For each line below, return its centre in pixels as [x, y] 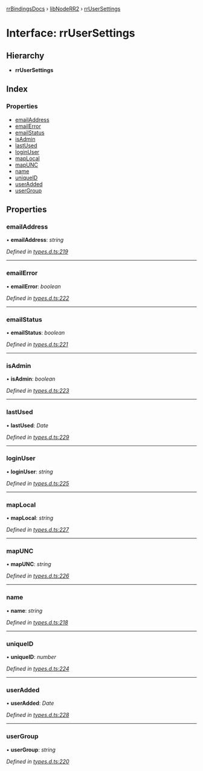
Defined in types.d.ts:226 [38, 576]
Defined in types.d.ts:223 [38, 391]
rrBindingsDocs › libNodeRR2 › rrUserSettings [63, 9]
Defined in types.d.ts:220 [38, 761]
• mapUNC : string [29, 564]
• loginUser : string [30, 472]
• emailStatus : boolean [36, 332]
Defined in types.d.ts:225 [38, 483]
